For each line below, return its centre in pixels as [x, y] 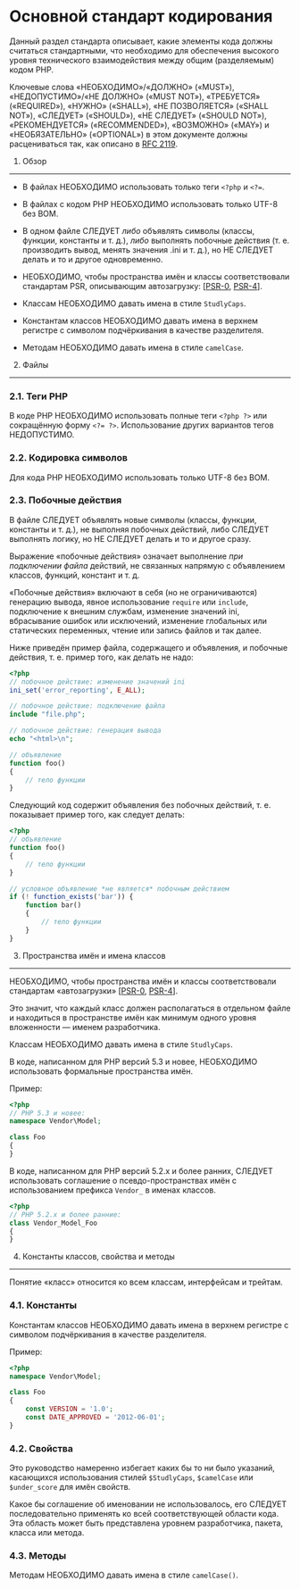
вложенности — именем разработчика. [85, 1027]
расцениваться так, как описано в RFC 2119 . [94, 144]
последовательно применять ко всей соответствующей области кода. [144, 1514]
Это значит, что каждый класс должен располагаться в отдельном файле [150, 1008]
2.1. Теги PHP [39, 396]
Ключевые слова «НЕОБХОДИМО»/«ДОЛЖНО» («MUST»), [122, 87]
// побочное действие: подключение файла [87, 706]
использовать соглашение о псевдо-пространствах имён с [123, 1180]
